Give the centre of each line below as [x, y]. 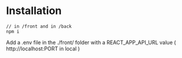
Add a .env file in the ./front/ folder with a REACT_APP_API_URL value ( [91, 42]
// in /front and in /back [39, 26]
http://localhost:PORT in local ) [43, 49]
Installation [34, 11]
